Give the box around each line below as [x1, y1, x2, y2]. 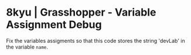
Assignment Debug [6, 18, 102, 31]
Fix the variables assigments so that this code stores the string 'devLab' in [6, 37, 186, 44]
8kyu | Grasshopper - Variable [6, 6, 156, 19]
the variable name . [6, 43, 49, 50]
